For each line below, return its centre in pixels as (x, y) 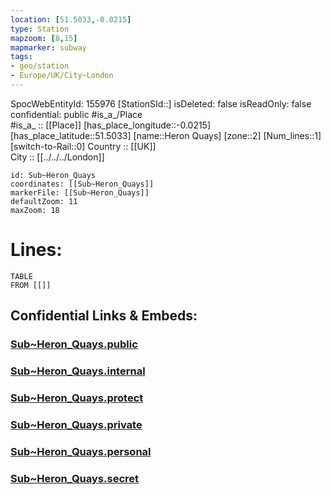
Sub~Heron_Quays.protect (77, 398)
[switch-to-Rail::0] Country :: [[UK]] (83, 146)
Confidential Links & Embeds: (104, 316)
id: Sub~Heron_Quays (53, 175)
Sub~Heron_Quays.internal (78, 371)
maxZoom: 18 (35, 210)
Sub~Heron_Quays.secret (75, 478)
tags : (21, 57)
